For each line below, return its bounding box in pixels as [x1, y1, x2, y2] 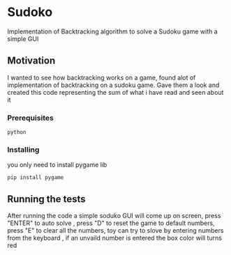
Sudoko [7, 4, 53, 20]
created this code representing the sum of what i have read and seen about [7, 88, 224, 96]
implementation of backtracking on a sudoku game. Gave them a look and [7, 81, 220, 89]
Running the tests [7, 193, 86, 205]
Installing [7, 144, 40, 154]
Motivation [7, 55, 56, 67]
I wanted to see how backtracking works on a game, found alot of [7, 73, 196, 82]
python [7, 129, 27, 136]
